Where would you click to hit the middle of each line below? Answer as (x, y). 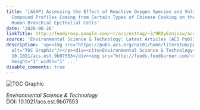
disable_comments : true (36, 67)
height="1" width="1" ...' (45, 61)
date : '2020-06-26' (30, 28)
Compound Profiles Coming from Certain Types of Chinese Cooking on (98, 17)
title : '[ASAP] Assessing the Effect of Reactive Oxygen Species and (94, 12)
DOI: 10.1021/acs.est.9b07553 (42, 102)
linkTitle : (20, 34)
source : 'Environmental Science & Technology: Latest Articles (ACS (93, 39)
